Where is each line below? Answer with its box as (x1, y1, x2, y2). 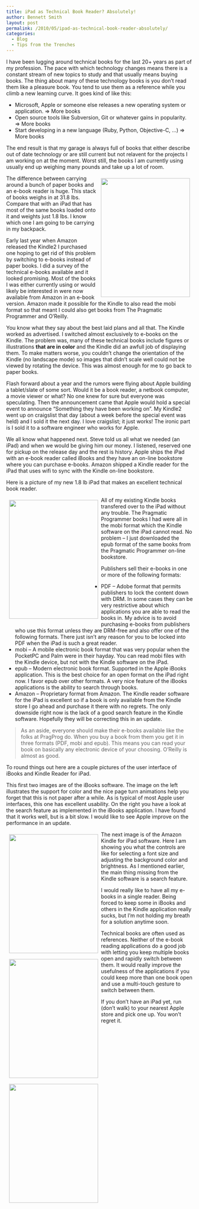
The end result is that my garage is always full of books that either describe (6, 144, 191, 152)
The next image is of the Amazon (101, 830, 182, 838)
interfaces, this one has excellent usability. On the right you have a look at (6, 800, 187, 807)
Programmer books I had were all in (101, 515, 188, 522)
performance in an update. (6, 819, 71, 826)
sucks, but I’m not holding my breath (101, 912, 190, 919)
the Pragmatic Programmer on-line (101, 547, 185, 554)
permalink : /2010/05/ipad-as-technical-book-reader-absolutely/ (6, 25, 168, 32)
